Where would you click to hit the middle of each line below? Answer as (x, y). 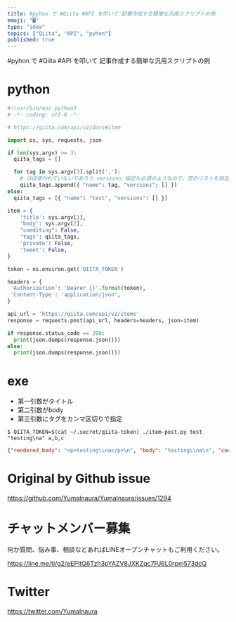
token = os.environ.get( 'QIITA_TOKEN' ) (66, 269)
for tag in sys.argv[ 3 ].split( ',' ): (67, 172)
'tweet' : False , (44, 250)
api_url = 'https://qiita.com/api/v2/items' (73, 314)
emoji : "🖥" (24, 20)
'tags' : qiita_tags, (50, 237)
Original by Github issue (79, 479)
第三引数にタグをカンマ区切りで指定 (70, 419)
